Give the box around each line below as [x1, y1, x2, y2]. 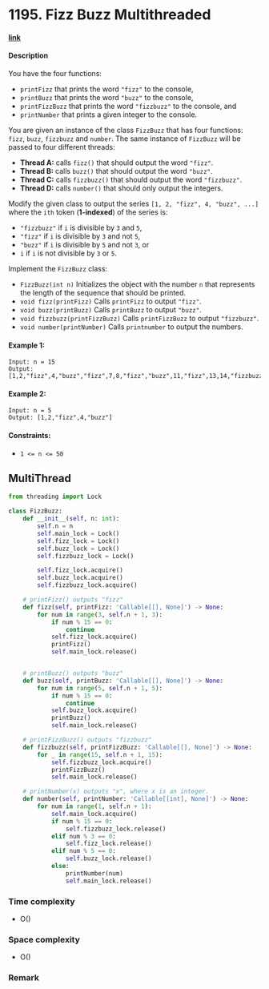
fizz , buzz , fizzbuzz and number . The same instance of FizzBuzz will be [8, 134, 242, 143]
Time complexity [8, 895, 75, 907]
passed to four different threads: [8, 142, 116, 151]
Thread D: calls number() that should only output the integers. [19, 183, 223, 193]
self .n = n [37, 522, 74, 530]
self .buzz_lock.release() [65, 854, 152, 862]
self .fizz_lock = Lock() [37, 537, 120, 545]
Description [8, 50, 49, 61]
